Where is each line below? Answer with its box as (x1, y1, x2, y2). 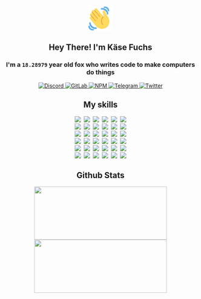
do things (86, 68, 115, 77)
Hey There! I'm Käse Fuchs (48, 43, 153, 53)
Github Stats (76, 170, 125, 180)
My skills (83, 100, 118, 110)
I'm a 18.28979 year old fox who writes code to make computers (5, 61, 196, 69)
